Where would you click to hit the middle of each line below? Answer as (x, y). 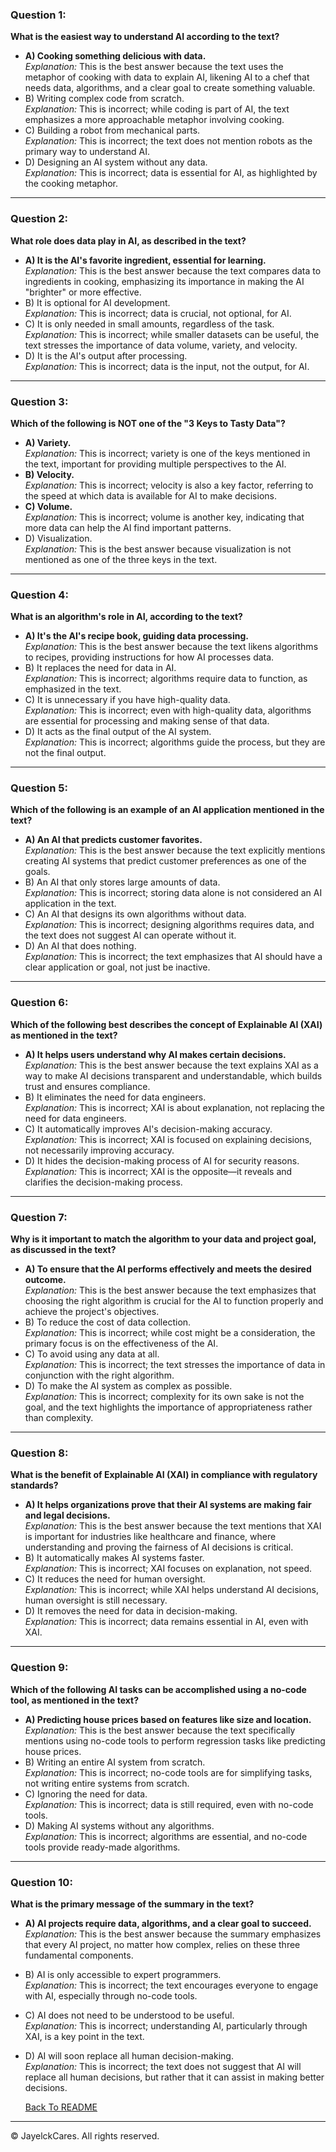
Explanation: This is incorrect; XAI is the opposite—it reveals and (158, 1171)
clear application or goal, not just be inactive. (117, 967)
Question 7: (39, 1217)
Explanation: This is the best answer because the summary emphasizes (173, 1934)
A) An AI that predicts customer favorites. (113, 840)
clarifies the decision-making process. (103, 1182)
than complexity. (59, 1418)
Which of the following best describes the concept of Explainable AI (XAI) (166, 1024)
